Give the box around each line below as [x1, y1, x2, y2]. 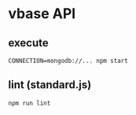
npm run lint [8, 99, 51, 107]
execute [8, 36, 49, 50]
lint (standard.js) [8, 78, 92, 91]
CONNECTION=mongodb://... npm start [8, 57, 128, 65]
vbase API [8, 5, 76, 23]
